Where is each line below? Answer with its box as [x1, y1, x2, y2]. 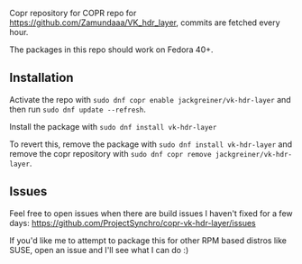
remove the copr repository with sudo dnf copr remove [9, 148, 212, 159]
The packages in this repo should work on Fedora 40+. [9, 44, 214, 55]
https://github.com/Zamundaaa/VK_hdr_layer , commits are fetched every [9, 17, 281, 28]
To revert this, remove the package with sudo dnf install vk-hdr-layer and [9, 139, 293, 150]
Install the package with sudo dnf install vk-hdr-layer [9, 121, 217, 132]
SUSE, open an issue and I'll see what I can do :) [9, 244, 189, 255]
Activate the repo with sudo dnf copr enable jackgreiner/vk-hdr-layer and [9, 94, 291, 105]
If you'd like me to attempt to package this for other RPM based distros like [9, 234, 287, 246]
